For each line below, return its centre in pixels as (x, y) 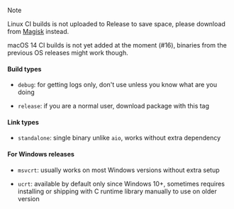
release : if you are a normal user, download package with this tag (113, 106)
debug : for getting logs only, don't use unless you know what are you (117, 85)
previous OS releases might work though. (68, 53)
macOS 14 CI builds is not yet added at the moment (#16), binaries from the (117, 45)
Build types (24, 69)
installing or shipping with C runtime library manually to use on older (117, 191)
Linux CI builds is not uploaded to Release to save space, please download (116, 24)
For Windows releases (41, 154)
